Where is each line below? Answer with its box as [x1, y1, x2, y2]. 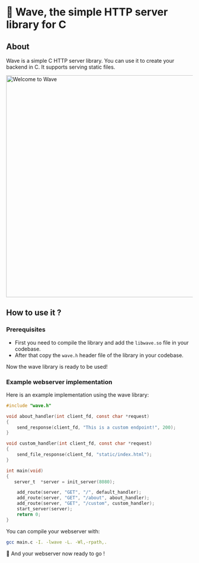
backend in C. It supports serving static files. [6, 63, 115, 70]
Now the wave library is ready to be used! [6, 363, 108, 370]
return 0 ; [17, 511, 41, 517]
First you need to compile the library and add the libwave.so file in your [14, 339, 189, 346]
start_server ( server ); [17, 506, 73, 512]
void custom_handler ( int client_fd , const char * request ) [6, 440, 152, 446]
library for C [6, 18, 66, 31]
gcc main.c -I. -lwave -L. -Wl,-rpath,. [6, 539, 108, 545]
